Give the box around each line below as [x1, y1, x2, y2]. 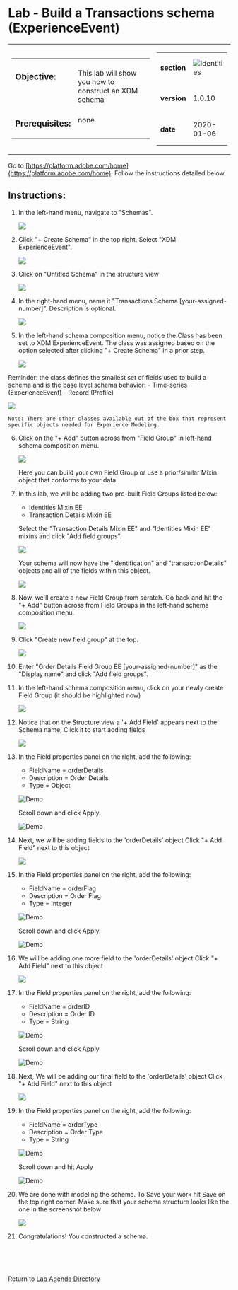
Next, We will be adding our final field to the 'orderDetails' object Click [18, 1071, 223, 1080]
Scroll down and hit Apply [18, 1162, 94, 1171]
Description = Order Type [28, 1127, 103, 1136]
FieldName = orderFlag [28, 884, 97, 893]
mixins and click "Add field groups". [18, 532, 122, 540]
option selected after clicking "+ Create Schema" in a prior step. [18, 346, 206, 354]
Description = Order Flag [28, 891, 102, 900]
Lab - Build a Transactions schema [8, 5, 215, 21]
